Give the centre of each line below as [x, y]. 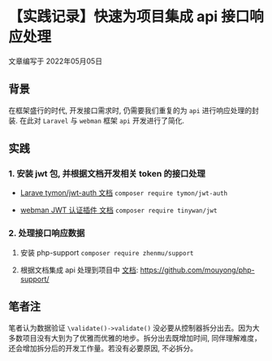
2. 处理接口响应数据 [47, 233]
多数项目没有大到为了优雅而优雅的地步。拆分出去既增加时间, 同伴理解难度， [135, 337]
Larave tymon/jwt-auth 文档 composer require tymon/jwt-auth [124, 193]
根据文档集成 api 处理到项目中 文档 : [79, 270]
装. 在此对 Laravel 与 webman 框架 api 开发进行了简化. [97, 120]
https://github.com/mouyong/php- [198, 270]
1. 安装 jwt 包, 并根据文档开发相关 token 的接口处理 [107, 174]
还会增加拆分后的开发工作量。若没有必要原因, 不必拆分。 [103, 348]
